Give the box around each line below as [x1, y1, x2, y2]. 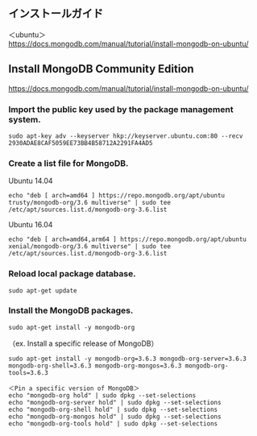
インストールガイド [8, 6, 103, 21]
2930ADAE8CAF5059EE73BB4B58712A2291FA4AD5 [8, 139, 153, 147]
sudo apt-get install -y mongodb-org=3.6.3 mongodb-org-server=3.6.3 [8, 355, 247, 363]
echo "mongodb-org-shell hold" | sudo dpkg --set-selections [8, 405, 218, 413]
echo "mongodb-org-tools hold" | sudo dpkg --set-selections [8, 419, 218, 428]
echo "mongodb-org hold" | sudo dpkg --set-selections [8, 391, 197, 400]
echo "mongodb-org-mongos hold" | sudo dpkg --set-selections [8, 413, 222, 421]
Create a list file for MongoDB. [8, 157, 129, 168]
